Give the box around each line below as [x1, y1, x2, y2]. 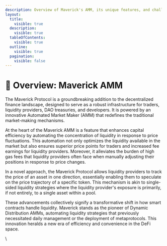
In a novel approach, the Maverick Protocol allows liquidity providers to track [5, 169, 162, 175]
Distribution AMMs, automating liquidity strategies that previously [5, 210, 139, 216]
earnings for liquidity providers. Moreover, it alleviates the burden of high [5, 148, 155, 155]
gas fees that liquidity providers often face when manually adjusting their [5, 154, 155, 160]
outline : [9, 44, 28, 49]
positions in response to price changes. [5, 159, 86, 165]
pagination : [9, 53, 35, 59]
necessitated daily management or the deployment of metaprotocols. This [5, 216, 157, 222]
